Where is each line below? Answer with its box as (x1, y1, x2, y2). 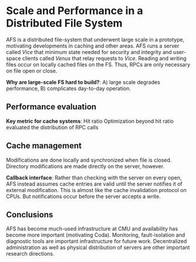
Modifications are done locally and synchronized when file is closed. (6, 156, 172, 163)
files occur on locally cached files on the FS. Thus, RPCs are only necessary (6, 61, 191, 68)
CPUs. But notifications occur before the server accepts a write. (6, 193, 161, 200)
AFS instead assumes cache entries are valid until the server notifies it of (6, 180, 183, 187)
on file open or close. (6, 67, 58, 74)
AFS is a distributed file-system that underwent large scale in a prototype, (6, 36, 185, 43)
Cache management (6, 141, 82, 151)
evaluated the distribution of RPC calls (6, 123, 99, 130)
